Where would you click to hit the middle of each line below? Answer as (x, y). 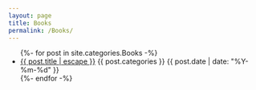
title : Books (30, 23)
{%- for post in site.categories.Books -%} (89, 53)
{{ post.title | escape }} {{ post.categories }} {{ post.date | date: (124, 61)
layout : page (30, 16)
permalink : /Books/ (41, 30)
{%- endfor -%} (46, 78)
